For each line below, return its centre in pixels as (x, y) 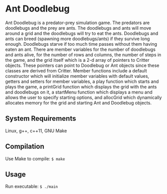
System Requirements (41, 119)
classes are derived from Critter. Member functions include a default (76, 70)
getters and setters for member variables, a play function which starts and (82, 81)
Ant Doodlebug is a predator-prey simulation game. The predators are (77, 23)
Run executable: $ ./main (31, 186)
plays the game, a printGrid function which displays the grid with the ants (81, 86)
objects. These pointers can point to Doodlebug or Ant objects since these (82, 65)
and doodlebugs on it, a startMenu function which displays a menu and (79, 92)
